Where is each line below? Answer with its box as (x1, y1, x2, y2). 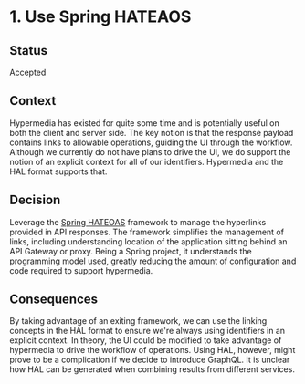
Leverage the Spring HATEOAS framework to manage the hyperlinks (9, 216, 267, 227)
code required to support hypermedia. (9, 265, 153, 275)
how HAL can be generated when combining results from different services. (9, 364, 295, 375)
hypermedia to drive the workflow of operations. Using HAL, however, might (9, 345, 296, 356)
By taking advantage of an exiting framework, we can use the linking (9, 316, 268, 327)
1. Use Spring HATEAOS (9, 6, 192, 27)
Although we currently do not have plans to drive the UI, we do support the (9, 146, 291, 157)
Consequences (9, 292, 99, 307)
